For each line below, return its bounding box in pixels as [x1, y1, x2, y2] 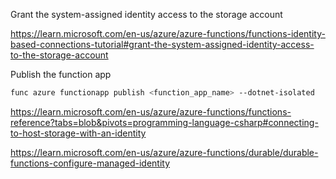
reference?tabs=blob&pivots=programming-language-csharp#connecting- [10, 116, 319, 128]
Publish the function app [10, 69, 112, 80]
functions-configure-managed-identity [10, 157, 171, 169]
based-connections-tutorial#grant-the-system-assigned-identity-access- [10, 39, 315, 50]
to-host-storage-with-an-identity [10, 127, 147, 139]
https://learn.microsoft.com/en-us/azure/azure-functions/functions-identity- [10, 28, 326, 39]
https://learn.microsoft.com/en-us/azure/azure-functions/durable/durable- [10, 146, 319, 158]
